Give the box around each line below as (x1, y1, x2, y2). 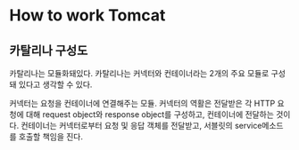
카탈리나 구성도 (9, 43, 88, 58)
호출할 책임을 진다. (18, 131, 83, 142)
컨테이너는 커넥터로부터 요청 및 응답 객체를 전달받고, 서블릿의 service (21, 121, 262, 130)
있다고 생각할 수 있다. (18, 79, 93, 90)
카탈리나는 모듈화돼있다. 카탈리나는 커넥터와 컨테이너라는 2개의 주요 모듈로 (9, 68, 270, 78)
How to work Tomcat (9, 5, 166, 26)
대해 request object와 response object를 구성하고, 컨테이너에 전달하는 (25, 109, 275, 120)
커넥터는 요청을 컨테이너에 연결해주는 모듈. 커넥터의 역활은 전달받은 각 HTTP (9, 99, 276, 108)
